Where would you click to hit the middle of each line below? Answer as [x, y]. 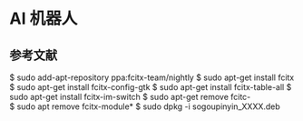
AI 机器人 [44, 19]
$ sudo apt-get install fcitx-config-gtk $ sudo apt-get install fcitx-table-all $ [151, 87]
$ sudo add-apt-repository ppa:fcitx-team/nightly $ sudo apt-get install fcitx [152, 77]
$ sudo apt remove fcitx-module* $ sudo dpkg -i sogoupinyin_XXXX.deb [145, 106]
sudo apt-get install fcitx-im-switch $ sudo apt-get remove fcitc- [130, 97]
